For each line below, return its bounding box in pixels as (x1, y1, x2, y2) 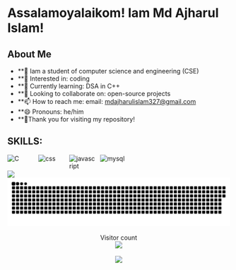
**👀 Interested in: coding (17, 74, 90, 83)
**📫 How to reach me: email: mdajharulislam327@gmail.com (17, 98, 196, 105)
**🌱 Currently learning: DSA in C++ (17, 82, 120, 90)
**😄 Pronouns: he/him (17, 107, 84, 116)
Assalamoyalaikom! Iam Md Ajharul (7, 5, 219, 21)
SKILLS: (7, 136, 43, 148)
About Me (7, 48, 52, 60)
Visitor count (100, 233, 138, 242)
